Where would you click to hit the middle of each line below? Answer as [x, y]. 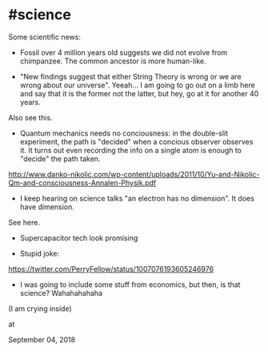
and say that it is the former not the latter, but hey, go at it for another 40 [139, 93]
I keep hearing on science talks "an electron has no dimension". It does [137, 198]
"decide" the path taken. [60, 159]
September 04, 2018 [42, 339]
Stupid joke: [40, 253]
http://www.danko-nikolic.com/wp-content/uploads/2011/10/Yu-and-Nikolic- [134, 174]
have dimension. [47, 207]
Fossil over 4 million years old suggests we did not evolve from [124, 52]
